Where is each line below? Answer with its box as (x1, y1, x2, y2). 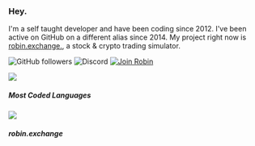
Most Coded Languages (8, 90, 91, 100)
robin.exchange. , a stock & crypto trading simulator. (8, 41, 181, 51)
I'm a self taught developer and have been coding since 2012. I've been (8, 24, 247, 34)
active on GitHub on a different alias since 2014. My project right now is (8, 32, 247, 42)
